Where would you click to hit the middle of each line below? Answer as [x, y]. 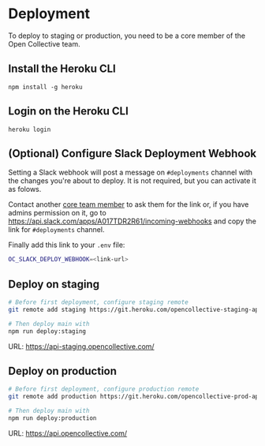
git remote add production [52, 397]
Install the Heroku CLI [62, 69]
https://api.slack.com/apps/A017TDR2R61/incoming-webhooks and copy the [132, 221]
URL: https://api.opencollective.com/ [68, 433]
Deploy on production [62, 371]
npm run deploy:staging [47, 331]
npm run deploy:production [52, 418]
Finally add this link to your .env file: [67, 245]
